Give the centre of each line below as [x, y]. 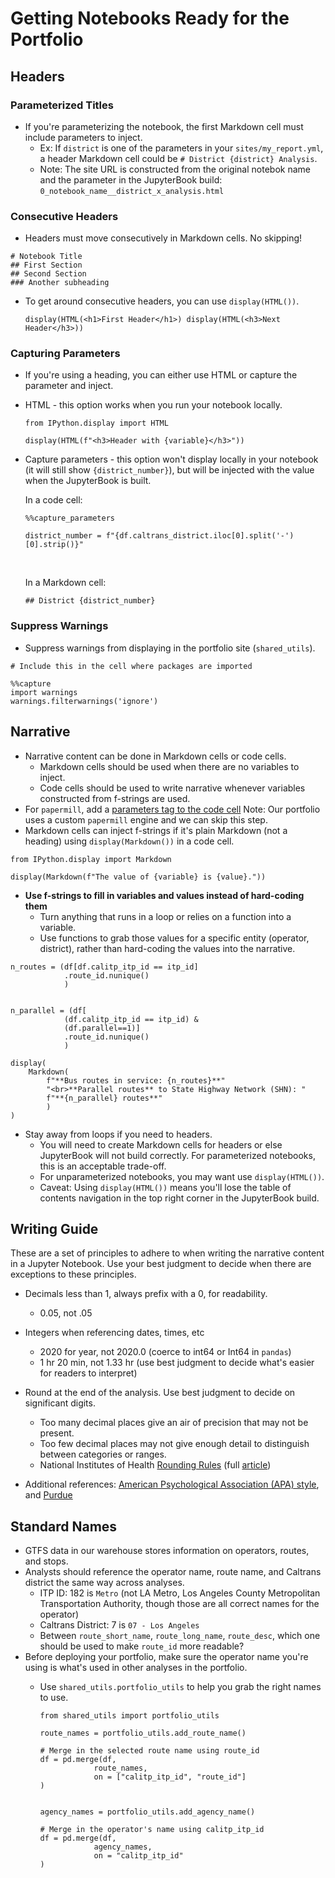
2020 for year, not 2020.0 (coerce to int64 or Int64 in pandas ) [165, 1352]
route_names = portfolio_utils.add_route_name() [143, 1733]
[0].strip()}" [54, 545]
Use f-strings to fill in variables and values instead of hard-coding [164, 895]
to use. [54, 1698]
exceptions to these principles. [73, 1274]
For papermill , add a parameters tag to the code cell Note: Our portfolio [172, 809]
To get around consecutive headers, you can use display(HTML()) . [162, 301]
